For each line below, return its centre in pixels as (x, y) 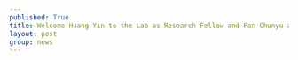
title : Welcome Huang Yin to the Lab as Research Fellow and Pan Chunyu (146, 26)
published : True (39, 17)
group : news (31, 42)
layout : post (33, 34)
